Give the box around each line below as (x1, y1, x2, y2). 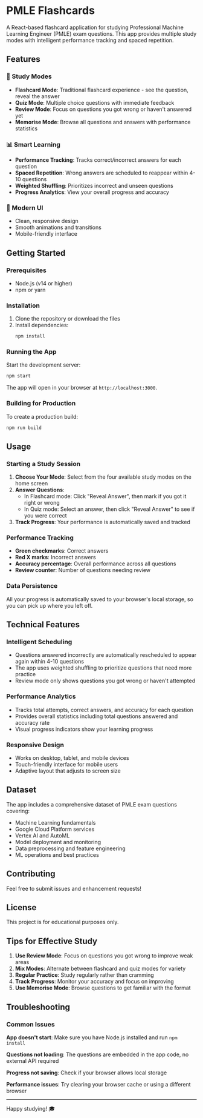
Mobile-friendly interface (14, 230, 77, 238)
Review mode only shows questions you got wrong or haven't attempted (14, 677, 196, 685)
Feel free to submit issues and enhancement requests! (6, 885, 142, 892)
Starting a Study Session (6, 459, 80, 468)
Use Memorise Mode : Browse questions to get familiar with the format (14, 984, 192, 991)
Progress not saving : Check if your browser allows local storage (6, 1069, 167, 1076)
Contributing (6, 869, 56, 879)
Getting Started (6, 248, 66, 258)
